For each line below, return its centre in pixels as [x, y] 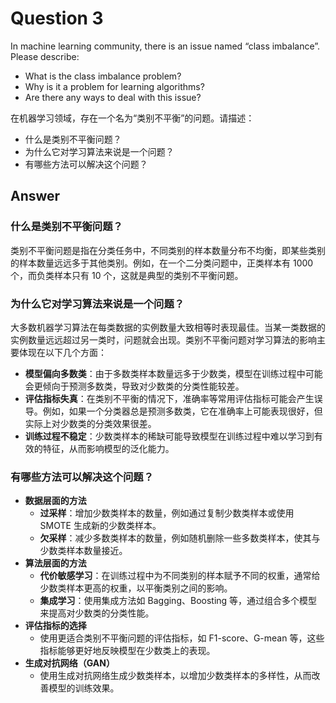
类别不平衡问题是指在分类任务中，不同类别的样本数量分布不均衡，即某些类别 [168, 250]
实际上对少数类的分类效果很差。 [90, 423]
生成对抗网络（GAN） [69, 663]
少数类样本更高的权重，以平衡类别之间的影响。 [136, 588]
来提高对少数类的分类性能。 [97, 613]
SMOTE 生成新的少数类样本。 [100, 526]
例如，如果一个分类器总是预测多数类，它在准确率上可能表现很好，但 [182, 411]
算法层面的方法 [55, 563]
